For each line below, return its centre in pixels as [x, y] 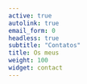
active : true [30, 16]
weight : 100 [28, 61]
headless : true [34, 38]
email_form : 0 [32, 30]
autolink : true [34, 23]
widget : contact [35, 68]
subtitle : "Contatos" [45, 46]
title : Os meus [34, 53]
